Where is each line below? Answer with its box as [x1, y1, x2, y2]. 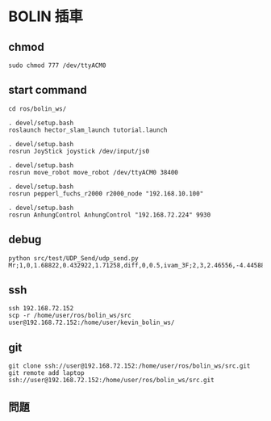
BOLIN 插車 [8, 7, 83, 26]
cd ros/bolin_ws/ [8, 104, 67, 113]
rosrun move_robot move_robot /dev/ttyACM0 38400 [8, 168, 179, 176]
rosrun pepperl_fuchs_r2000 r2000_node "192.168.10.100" [8, 189, 204, 198]
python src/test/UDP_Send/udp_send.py [8, 254, 139, 263]
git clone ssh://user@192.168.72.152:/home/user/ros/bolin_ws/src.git [8, 362, 251, 370]
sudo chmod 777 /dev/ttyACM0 [8, 61, 106, 69]
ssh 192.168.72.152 [8, 305, 74, 313]
